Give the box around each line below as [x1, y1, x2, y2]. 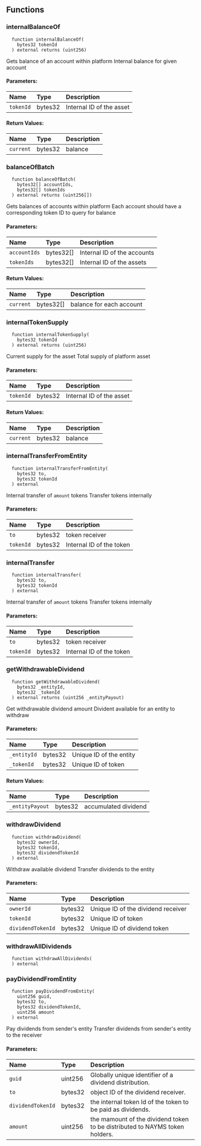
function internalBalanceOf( [11, 36, 84, 43]
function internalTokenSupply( [11, 332, 90, 338]
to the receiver [6, 1031, 42, 1039]
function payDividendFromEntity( [11, 988, 95, 995]
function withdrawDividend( [11, 834, 82, 840]
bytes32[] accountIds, [17, 182, 74, 188]
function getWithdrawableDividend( [11, 679, 100, 685]
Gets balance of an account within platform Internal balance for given [6, 57, 177, 65]
